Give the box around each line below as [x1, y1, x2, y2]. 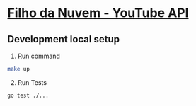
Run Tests [17, 78, 47, 86]
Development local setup [7, 33, 120, 45]
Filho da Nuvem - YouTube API [7, 5, 189, 21]
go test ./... [7, 92, 50, 99]
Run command [17, 52, 60, 60]
